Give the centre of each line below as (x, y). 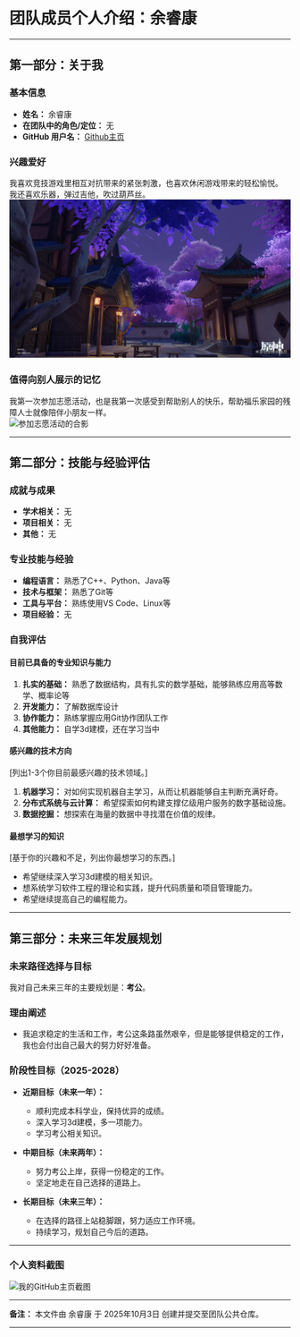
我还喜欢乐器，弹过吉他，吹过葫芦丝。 (79, 194)
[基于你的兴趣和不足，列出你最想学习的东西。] (92, 858)
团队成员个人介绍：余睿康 (104, 18)
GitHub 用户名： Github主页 (73, 136)
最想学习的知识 (37, 836)
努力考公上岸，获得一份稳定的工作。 (102, 1171)
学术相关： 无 (47, 512)
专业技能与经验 (42, 559)
